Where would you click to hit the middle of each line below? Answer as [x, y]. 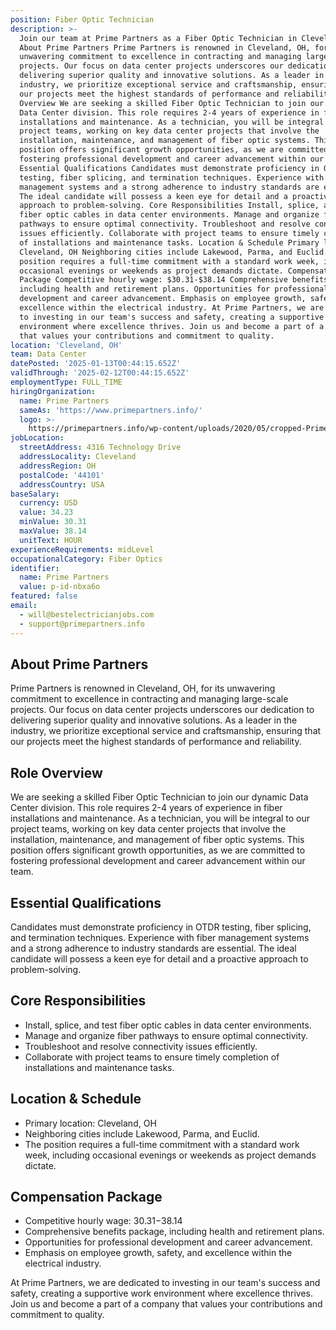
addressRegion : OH [58, 466]
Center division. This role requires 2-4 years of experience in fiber [146, 808]
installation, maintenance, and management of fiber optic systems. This [157, 840]
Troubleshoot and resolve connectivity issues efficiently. [141, 1046]
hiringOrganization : [53, 391]
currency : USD [48, 503]
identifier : [35, 568]
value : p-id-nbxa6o [60, 587]
